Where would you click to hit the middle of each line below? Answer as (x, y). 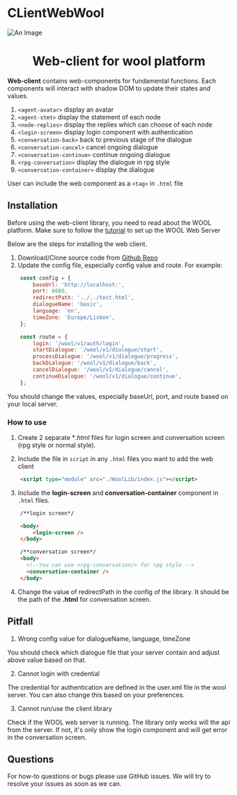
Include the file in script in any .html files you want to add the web (115, 458)
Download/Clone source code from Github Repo (88, 257)
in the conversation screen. (47, 737)
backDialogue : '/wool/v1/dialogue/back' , (95, 363)
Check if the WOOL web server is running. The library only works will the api (119, 722)
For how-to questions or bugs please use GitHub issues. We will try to (109, 777)
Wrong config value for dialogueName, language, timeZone (104, 639)
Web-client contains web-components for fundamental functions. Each (112, 81)
